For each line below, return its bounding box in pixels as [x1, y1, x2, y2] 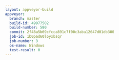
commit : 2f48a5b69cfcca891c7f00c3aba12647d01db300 [9, 30, 115, 34]
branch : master [9, 16, 40, 21]
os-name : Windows [9, 43, 45, 48]
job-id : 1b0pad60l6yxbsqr [9, 34, 62, 39]
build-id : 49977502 [9, 20, 49, 26]
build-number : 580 [9, 25, 47, 30]
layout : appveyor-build [5, 7, 54, 12]
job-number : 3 [9, 39, 38, 44]
